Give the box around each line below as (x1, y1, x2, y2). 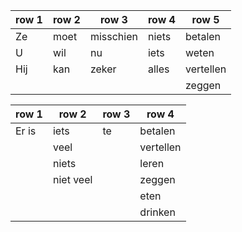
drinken (139, 205, 176, 219)
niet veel (52, 173, 93, 186)
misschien (89, 30, 138, 43)
